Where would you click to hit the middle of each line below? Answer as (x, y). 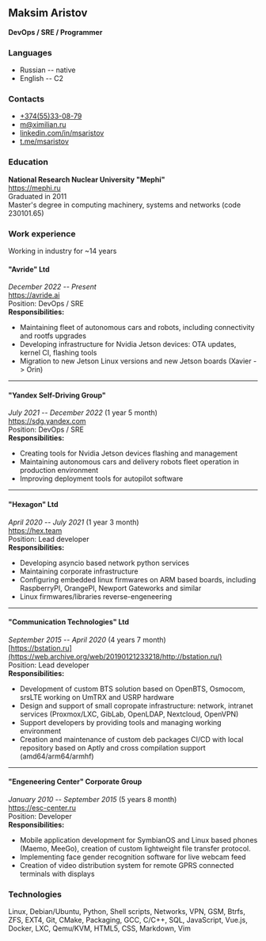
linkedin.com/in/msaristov (62, 133)
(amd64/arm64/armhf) (57, 756)
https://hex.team (35, 530)
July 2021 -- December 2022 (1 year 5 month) (83, 413)
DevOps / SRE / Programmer (55, 32)
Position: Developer (40, 816)
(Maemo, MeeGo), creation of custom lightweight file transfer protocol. (135, 849)
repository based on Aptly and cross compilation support (112, 747)
